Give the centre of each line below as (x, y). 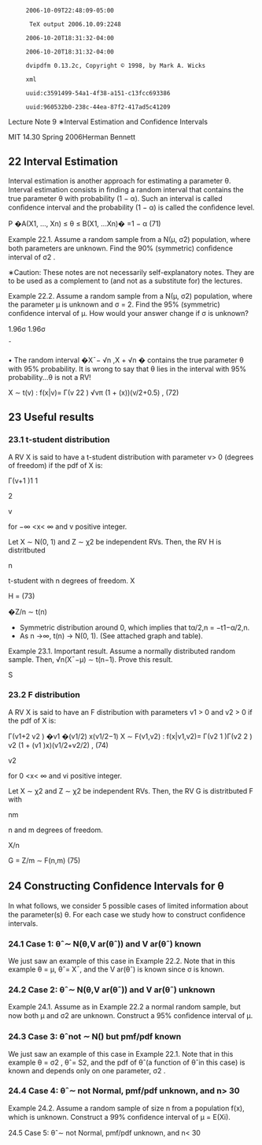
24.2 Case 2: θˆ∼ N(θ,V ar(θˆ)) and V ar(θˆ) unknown (112, 990)
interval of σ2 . (32, 257)
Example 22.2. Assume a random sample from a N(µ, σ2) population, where (131, 296)
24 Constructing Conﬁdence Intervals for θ (116, 886)
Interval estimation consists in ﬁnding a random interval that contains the (126, 189)
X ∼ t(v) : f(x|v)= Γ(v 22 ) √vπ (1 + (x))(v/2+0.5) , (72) (94, 392)
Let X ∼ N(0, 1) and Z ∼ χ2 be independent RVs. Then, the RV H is (115, 541)
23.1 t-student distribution (59, 440)
